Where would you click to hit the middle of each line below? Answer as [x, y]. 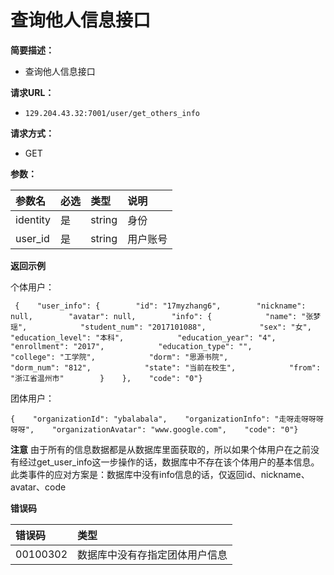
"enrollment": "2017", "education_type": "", [131, 346]
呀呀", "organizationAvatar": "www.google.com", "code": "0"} [154, 429]
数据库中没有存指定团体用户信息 [152, 554]
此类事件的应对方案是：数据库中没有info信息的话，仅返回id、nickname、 [160, 474]
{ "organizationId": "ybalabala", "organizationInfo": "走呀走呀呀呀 [167, 419]
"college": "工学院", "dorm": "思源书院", [119, 357]
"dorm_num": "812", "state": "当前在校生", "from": [166, 367]
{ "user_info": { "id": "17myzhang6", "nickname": [160, 306]
